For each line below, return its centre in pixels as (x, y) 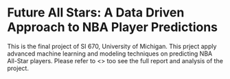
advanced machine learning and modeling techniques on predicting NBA (110, 54)
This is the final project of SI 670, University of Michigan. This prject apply (112, 46)
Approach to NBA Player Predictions (113, 27)
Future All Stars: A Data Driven (96, 13)
